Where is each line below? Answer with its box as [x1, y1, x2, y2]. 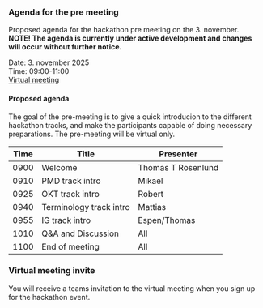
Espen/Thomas [138, 214, 196, 225]
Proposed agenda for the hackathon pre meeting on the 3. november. [8, 25, 240, 35]
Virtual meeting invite [8, 265, 95, 276]
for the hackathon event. [8, 292, 91, 302]
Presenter [159, 148, 198, 160]
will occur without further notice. [8, 42, 122, 52]
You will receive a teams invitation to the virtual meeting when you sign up [8, 283, 256, 293]
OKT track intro [41, 188, 100, 199]
